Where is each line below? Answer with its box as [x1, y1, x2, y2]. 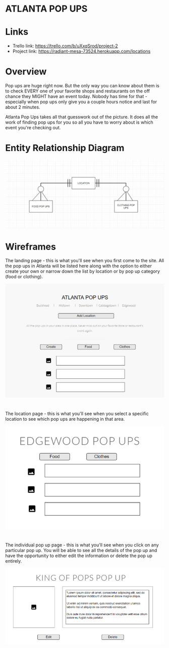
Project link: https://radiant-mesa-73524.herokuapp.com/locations [12, 48, 151, 55]
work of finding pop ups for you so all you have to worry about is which [5, 119, 154, 125]
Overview [5, 66, 47, 77]
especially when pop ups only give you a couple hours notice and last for [5, 99, 157, 105]
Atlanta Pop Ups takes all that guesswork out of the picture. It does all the [5, 114, 158, 120]
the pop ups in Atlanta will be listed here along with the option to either [5, 263, 152, 269]
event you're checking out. [5, 125, 61, 131]
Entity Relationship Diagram [5, 142, 125, 154]
